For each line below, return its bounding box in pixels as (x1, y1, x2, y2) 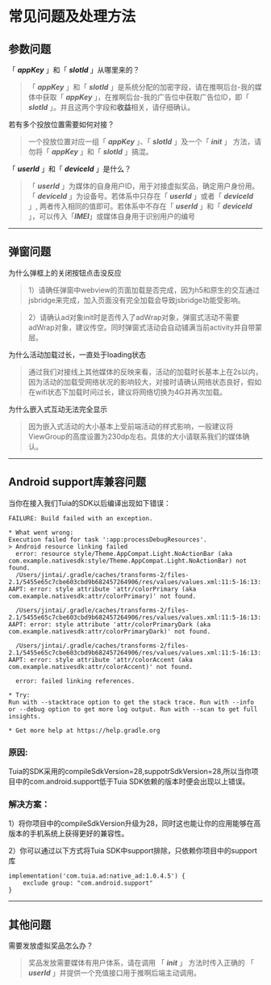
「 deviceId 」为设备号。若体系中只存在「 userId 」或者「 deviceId (27, 192, 254, 200)
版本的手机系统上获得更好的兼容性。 (8, 829, 129, 839)
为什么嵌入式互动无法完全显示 (8, 404, 107, 414)
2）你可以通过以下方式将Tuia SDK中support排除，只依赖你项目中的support (8, 846, 258, 856)
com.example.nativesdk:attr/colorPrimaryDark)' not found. (8, 627, 211, 635)
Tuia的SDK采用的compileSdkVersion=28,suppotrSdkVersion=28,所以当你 (8, 766, 252, 776)
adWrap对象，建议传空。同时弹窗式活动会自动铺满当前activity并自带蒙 (27, 322, 263, 332)
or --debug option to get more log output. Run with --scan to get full (8, 705, 258, 713)
